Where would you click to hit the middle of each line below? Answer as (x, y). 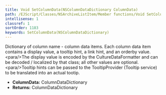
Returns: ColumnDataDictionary (45, 87)
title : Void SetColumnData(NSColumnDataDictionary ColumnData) (72, 10)
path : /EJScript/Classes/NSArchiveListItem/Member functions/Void (75, 14)
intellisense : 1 (22, 19)
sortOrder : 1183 (22, 28)
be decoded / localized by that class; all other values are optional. (72, 62)
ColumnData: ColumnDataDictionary (50, 82)
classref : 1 (17, 23)
